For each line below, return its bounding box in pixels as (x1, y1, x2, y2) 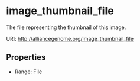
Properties (6, 52, 46, 63)
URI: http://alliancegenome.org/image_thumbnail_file (6, 35, 134, 42)
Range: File (14, 68, 43, 75)
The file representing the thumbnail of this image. (6, 24, 126, 31)
